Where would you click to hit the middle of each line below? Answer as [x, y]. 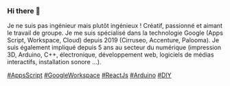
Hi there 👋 [24, 11]
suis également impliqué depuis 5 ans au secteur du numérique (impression [114, 48]
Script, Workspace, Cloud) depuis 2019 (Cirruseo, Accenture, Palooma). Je [113, 40]
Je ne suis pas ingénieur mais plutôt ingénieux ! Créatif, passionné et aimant [115, 26]
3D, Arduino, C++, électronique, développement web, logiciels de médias [111, 55]
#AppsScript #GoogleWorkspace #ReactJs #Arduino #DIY [89, 75]
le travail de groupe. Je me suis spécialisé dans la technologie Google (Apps [115, 33]
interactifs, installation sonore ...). [54, 62]
